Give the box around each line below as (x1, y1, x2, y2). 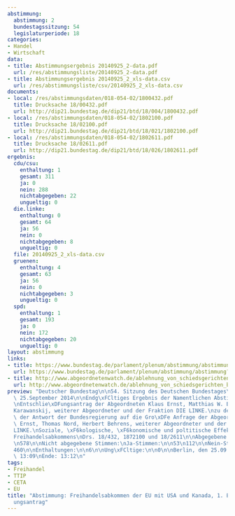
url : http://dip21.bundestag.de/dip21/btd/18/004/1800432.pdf (13, 108, 199, 115)
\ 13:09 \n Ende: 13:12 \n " (13, 453, 86, 460)
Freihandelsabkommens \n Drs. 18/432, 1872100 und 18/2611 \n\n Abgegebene (13, 433, 227, 440)
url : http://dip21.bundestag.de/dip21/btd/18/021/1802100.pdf (13, 127, 199, 134)
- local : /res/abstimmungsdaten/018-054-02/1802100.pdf (7, 114, 173, 121)
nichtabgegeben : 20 (20, 335, 77, 343)
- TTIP (7, 473, 27, 480)
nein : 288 (20, 186, 49, 193)
